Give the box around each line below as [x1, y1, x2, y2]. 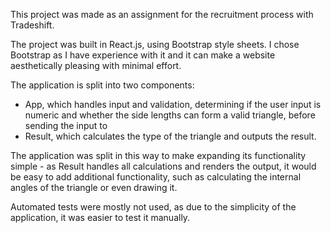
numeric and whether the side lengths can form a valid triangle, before [24, 109, 316, 121]
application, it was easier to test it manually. [10, 212, 191, 223]
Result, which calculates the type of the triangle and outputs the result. [24, 130, 317, 142]
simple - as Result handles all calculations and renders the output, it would [10, 160, 317, 172]
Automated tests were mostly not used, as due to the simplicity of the [10, 201, 297, 213]
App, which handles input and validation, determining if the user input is [24, 99, 322, 110]
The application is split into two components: [10, 79, 195, 91]
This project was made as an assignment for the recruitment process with [10, 9, 314, 20]
